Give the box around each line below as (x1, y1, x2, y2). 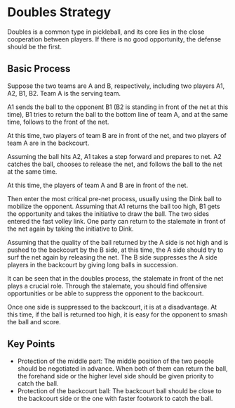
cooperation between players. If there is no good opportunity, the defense (7, 34, 222, 43)
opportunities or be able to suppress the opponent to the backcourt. (7, 289, 204, 298)
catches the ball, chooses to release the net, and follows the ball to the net (7, 160, 222, 168)
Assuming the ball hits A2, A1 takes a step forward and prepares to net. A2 (7, 152, 222, 160)
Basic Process (7, 63, 71, 75)
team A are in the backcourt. (7, 139, 90, 147)
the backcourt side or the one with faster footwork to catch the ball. (17, 394, 213, 402)
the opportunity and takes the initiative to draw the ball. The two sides (7, 209, 209, 218)
